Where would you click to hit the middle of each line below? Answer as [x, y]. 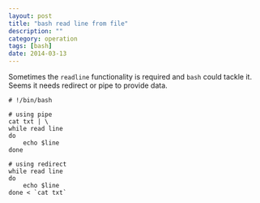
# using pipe [30, 114]
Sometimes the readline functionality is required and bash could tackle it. [130, 77]
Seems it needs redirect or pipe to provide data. [88, 85]
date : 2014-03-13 [38, 54]
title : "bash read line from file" [68, 24]
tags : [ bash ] [30, 46]
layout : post [30, 16]
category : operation [43, 39]
